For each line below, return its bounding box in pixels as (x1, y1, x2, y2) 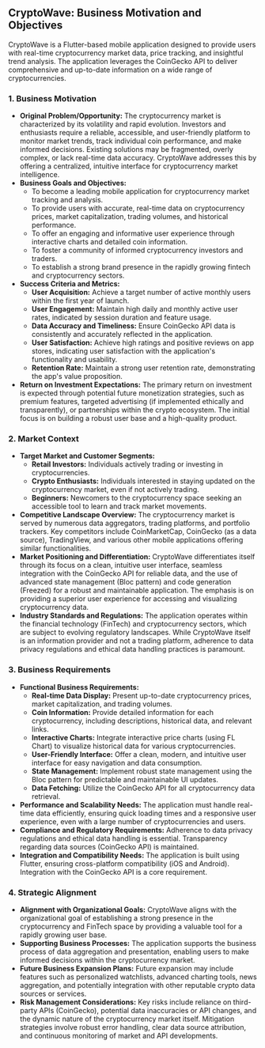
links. (31, 724, 49, 734)
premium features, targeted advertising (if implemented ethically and (19, 397, 244, 407)
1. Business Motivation (8, 93, 97, 104)
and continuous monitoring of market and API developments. (19, 1031, 218, 1040)
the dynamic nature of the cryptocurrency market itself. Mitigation (19, 1014, 235, 1023)
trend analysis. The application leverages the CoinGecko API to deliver (8, 56, 238, 66)
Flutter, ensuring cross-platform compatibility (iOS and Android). (19, 858, 229, 868)
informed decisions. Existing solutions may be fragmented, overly (19, 145, 233, 154)
